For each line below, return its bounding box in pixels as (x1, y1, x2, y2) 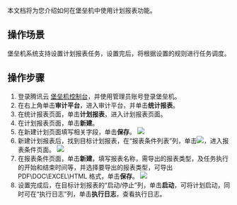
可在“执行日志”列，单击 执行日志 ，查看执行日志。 (23, 189, 166, 198)
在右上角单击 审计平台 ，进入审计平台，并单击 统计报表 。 (17, 101, 179, 109)
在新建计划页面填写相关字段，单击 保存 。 (17, 127, 136, 136)
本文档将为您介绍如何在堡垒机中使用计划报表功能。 (7, 6, 156, 14)
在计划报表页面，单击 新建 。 (17, 118, 99, 127)
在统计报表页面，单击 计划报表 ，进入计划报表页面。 (17, 109, 167, 118)
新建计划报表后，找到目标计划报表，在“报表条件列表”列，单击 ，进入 (17, 136, 223, 145)
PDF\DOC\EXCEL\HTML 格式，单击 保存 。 (17, 172, 139, 180)
